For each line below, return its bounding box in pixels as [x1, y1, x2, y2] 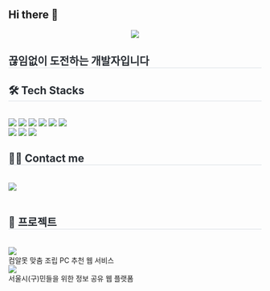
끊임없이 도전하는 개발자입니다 [8, 54, 150, 68]
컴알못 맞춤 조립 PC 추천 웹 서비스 [8, 255, 115, 265]
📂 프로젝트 [8, 215, 58, 229]
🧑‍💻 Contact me [8, 152, 84, 166]
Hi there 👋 [8, 8, 59, 22]
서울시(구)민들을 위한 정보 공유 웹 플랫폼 [8, 273, 134, 283]
